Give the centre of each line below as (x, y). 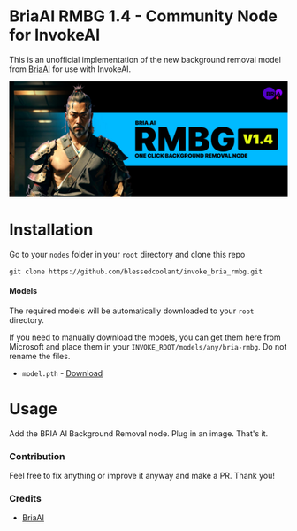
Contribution (37, 456)
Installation (51, 230)
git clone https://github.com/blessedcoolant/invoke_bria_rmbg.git (136, 272)
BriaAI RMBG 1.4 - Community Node (144, 16)
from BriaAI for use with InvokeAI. (70, 69)
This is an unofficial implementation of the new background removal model (145, 59)
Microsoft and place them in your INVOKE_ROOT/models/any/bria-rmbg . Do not (148, 346)
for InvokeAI (55, 35)
